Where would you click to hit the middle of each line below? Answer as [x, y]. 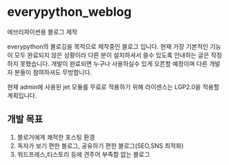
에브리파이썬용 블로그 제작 [42, 32]
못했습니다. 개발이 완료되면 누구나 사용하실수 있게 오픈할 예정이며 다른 [114, 63]
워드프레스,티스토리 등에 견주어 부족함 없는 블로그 [83, 154]
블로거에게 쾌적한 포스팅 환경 [56, 137]
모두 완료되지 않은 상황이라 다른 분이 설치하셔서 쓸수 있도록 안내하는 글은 [112, 55]
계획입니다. [22, 95]
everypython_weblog [70, 12]
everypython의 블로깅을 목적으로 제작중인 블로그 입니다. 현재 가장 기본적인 [108, 46]
